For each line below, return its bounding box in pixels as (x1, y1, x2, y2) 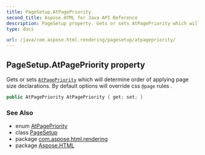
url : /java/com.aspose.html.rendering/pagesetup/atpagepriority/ (6, 37, 176, 43)
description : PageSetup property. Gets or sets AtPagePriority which (6, 20, 187, 26)
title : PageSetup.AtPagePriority (6, 9, 92, 15)
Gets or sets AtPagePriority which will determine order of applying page (6, 76, 189, 83)
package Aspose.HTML (15, 142, 75, 150)
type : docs (6, 26, 34, 32)
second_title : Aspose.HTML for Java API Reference (6, 15, 138, 21)
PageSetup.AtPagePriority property (6, 59, 145, 70)
